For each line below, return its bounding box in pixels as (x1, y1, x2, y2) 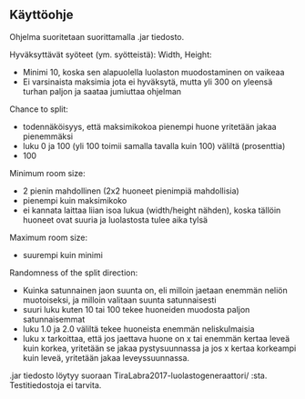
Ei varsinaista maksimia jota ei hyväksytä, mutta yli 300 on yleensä (22, 76, 273, 87)
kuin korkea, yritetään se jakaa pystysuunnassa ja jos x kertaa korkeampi (22, 343, 297, 354)
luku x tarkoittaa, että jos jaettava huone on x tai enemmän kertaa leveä (22, 333, 290, 344)
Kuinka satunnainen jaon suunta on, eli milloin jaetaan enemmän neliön (22, 284, 289, 295)
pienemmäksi (22, 131, 74, 142)
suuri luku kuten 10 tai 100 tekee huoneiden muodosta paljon (22, 304, 250, 314)
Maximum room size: (9, 232, 88, 243)
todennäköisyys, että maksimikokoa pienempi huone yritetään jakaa (22, 121, 277, 132)
